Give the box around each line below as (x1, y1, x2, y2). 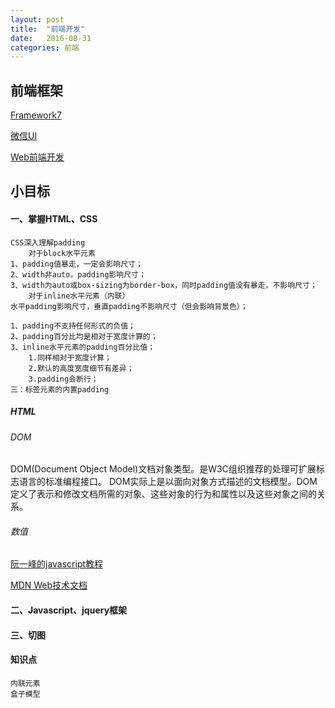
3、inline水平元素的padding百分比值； (10, 342, 156, 352)
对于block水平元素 (28, 248, 96, 258)
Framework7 (10, 109, 62, 121)
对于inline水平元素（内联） (28, 291, 130, 301)
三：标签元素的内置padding (10, 384, 110, 395)
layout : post (10, 14, 65, 25)
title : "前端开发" (10, 24, 86, 34)
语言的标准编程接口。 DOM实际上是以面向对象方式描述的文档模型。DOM (18, 476, 318, 488)
